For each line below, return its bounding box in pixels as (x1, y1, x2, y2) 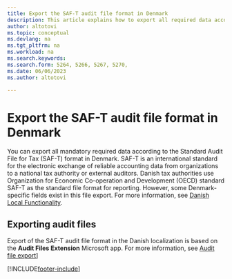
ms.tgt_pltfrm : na (7, 42, 60, 49)
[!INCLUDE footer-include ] (7, 265, 81, 273)
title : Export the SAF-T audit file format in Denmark (7, 10, 168, 17)
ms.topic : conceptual (7, 29, 70, 37)
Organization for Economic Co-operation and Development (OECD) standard (7, 176, 225, 185)
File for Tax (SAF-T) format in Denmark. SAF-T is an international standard (7, 154, 218, 163)
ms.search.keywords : (7, 55, 67, 62)
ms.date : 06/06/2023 (7, 68, 67, 74)
